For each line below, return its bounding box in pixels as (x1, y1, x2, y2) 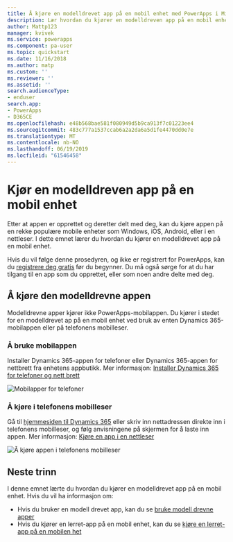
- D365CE (7, 113, 33, 120)
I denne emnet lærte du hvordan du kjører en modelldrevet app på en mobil (7, 484, 222, 493)
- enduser (7, 94, 36, 101)
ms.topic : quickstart (7, 49, 70, 56)
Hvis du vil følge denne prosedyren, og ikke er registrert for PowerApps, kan (7, 255, 225, 264)
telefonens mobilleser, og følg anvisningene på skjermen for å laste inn (7, 425, 209, 434)
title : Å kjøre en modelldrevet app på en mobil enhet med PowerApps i (7, 10, 218, 17)
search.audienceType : (7, 87, 70, 94)
